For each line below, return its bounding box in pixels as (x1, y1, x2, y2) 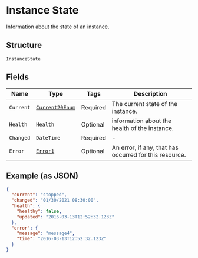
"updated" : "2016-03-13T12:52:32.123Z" (16, 214, 115, 220)
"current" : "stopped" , (11, 192, 67, 198)
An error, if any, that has (111, 143, 179, 151)
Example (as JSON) (6, 170, 78, 180)
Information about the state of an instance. (6, 23, 110, 30)
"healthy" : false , (16, 208, 62, 214)
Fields (6, 72, 29, 82)
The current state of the (111, 99, 178, 108)
